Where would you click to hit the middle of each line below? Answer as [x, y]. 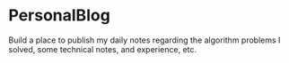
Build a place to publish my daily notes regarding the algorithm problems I [144, 40]
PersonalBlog [60, 16]
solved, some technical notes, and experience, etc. [103, 49]
